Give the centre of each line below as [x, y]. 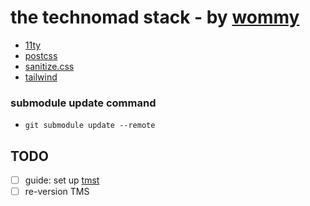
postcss [41, 55]
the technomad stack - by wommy [155, 17]
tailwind [41, 77]
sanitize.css [49, 66]
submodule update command [83, 103]
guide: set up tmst [62, 180]
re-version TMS [57, 192]
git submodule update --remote [90, 126]
